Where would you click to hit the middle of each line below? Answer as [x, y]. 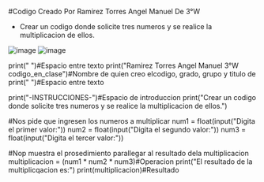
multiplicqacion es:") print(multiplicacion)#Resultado [94, 170]
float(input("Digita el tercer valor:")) [66, 138]
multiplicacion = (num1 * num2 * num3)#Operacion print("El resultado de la [130, 162]
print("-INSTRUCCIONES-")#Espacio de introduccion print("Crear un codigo [132, 97]
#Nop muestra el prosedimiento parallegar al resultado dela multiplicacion [128, 153]
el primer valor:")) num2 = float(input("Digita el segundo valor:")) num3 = [127, 130]
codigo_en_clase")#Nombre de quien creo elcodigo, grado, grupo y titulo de [132, 74]
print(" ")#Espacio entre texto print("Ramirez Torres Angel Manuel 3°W [124, 65]
